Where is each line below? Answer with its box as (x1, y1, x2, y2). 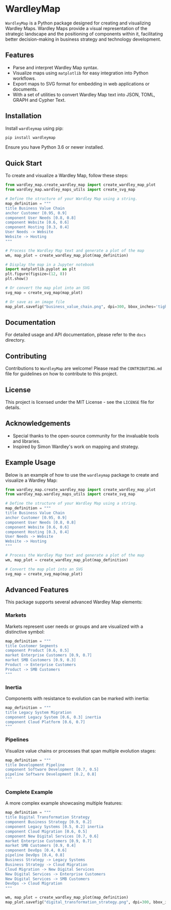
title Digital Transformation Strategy (5, 815, 90, 820)
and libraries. (12, 438, 41, 444)
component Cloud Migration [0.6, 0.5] (5, 829, 88, 834)
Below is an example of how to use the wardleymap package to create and (5, 472, 159, 478)
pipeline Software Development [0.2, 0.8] (5, 772, 97, 777)
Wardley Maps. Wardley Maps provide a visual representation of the (5, 25, 148, 31)
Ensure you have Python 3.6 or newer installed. (5, 144, 104, 150)
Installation (5, 112, 42, 120)
